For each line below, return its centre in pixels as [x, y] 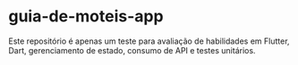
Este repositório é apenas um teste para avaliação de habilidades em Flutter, [149, 41]
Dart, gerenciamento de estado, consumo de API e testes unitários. [132, 50]
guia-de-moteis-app [86, 16]
